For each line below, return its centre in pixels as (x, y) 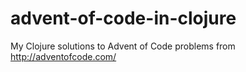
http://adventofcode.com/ (63, 56)
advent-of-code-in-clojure (123, 18)
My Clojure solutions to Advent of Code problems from (123, 46)
